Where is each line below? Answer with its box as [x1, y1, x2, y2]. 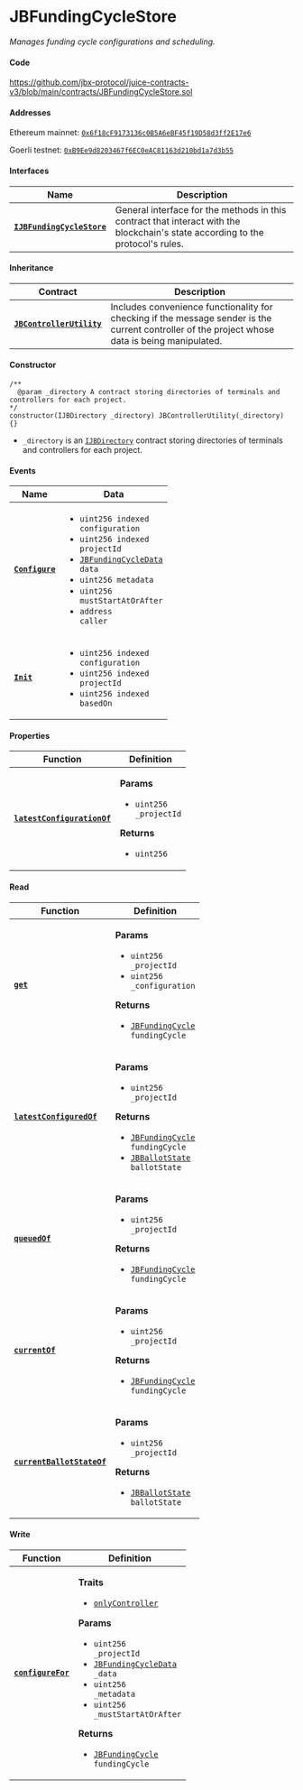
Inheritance [9, 263, 54, 273]
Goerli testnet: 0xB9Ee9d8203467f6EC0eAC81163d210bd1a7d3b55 [9, 144, 234, 155]
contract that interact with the [115, 215, 241, 227]
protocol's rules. [115, 237, 185, 250]
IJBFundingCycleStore [14, 221, 106, 232]
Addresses [9, 106, 51, 118]
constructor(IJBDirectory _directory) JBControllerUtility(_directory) [9, 411, 284, 420]
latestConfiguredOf [14, 1112, 97, 1121]
